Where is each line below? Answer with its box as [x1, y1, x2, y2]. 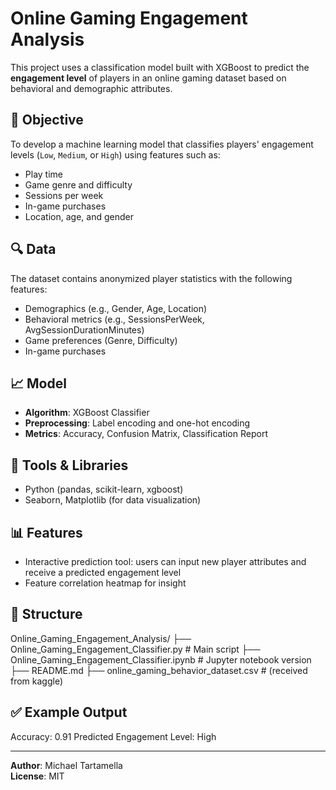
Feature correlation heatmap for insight [24, 577, 187, 589]
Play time [24, 168, 63, 180]
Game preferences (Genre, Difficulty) [24, 334, 178, 346]
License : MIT [10, 770, 65, 782]
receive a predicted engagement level [24, 567, 182, 578]
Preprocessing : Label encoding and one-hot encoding [24, 417, 251, 429]
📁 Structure [10, 606, 83, 623]
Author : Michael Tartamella [10, 759, 123, 771]
